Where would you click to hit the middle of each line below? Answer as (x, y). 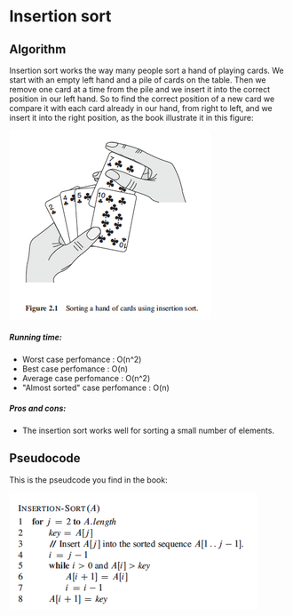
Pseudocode (45, 458)
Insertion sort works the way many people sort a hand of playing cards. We (146, 70)
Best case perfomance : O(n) (75, 368)
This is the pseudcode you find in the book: (88, 480)
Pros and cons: (38, 408)
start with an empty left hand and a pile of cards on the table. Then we (138, 80)
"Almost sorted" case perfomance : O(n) (96, 388)
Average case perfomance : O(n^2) (86, 378)
